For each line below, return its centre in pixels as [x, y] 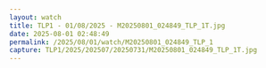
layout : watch [36, 17]
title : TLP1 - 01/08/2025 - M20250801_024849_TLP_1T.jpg [117, 26]
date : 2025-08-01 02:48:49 [59, 34]
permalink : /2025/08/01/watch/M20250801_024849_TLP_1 [112, 42]
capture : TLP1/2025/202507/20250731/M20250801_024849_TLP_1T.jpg [133, 50]
